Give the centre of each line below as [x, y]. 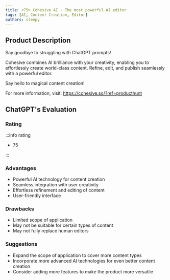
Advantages [21, 168]
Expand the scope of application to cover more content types [77, 255]
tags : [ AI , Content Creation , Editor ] [46, 15]
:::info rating [18, 135]
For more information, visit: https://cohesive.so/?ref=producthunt [74, 93]
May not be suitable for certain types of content [63, 225]
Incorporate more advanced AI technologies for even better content [84, 261]
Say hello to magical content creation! [45, 83]
